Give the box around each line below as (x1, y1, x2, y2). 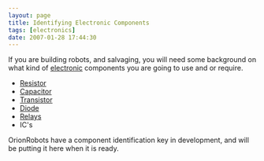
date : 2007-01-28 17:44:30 (8, 33, 97, 42)
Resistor (19, 79, 47, 88)
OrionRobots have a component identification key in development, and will (8, 135, 250, 145)
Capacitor (19, 87, 52, 97)
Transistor (19, 95, 53, 104)
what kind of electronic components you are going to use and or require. (8, 64, 244, 73)
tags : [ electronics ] (8, 26, 76, 34)
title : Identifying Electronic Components (8, 19, 150, 27)
